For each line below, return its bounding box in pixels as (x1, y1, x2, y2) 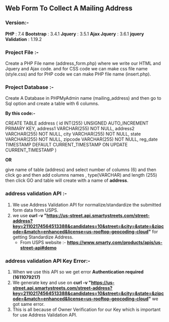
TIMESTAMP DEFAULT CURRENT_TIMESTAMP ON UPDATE (5, 142, 128, 148)
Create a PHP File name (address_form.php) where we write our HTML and (5, 60, 161, 66)
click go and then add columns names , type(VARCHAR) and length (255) (5, 172, 157, 178)
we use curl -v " (12, 212, 47, 218)
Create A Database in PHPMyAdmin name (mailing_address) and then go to (5, 95, 161, 101)
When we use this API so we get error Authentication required (12, 268, 144, 275)
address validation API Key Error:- (5, 257, 91, 264)
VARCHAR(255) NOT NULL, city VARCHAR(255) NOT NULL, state (5, 131, 141, 137)
